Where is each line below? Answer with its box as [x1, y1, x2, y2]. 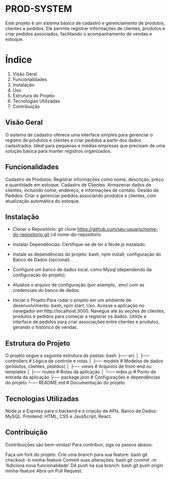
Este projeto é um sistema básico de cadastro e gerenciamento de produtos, [5, 20, 165, 26]
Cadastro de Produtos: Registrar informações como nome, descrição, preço [5, 176, 164, 182]
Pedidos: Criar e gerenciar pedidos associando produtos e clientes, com [5, 192, 156, 199]
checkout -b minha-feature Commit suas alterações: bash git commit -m [5, 457, 157, 463]
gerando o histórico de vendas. [12, 324, 78, 330]
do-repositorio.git [12, 231, 50, 237]
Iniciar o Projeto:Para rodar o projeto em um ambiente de [12, 297, 132, 303]
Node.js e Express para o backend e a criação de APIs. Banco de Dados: [5, 408, 157, 414]
